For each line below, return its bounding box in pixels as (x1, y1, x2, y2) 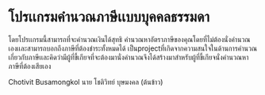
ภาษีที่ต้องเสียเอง (8, 61, 52, 70)
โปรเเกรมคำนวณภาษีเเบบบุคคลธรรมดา (8, 8, 210, 26)
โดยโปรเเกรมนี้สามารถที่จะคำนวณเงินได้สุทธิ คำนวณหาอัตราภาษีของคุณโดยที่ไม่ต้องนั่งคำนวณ (8, 34, 251, 44)
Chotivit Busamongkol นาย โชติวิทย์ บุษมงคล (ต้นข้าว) (8, 77, 163, 86)
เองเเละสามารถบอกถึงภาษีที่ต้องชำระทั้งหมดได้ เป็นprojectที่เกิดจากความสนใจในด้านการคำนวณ (8, 44, 258, 53)
